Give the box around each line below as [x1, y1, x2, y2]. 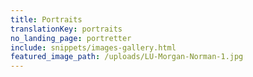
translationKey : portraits [10, 24, 123, 34]
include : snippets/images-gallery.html [10, 42, 177, 53]
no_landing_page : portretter [10, 33, 132, 43]
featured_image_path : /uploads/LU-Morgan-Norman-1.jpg [10, 52, 244, 62]
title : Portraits [10, 14, 83, 25]
